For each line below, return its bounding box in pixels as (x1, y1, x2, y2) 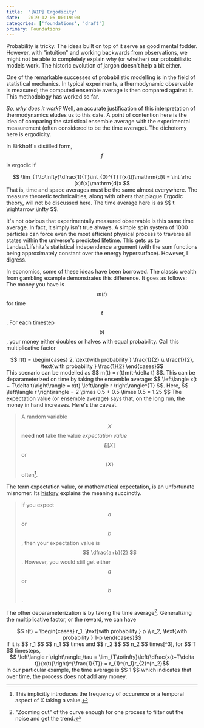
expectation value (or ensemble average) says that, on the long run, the (6, 395, 185, 402)
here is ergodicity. (6, 131, 52, 138)
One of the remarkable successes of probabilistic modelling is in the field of (6, 74, 196, 81)
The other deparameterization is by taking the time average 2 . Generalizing (6, 608, 192, 616)
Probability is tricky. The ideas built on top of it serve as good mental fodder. (6, 43, 198, 50)
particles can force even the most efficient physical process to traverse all (6, 231, 192, 238)
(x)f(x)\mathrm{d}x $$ (73, 180, 131, 187)
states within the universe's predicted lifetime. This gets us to (6, 237, 160, 244)
